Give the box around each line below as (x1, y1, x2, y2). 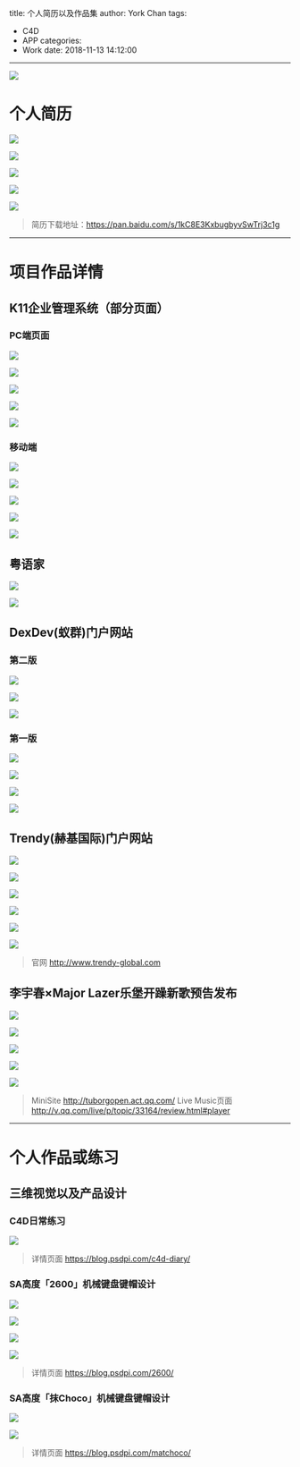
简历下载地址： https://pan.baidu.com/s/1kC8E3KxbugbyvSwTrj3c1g (30, 218, 280, 230)
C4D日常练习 (9, 1215, 66, 1227)
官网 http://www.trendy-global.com (30, 956, 161, 968)
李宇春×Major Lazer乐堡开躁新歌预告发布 (9, 986, 237, 1001)
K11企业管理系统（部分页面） (9, 301, 170, 316)
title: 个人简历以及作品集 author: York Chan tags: (9, 8, 187, 18)
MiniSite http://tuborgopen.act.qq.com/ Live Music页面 (30, 1095, 233, 1106)
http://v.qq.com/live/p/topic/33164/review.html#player (30, 1105, 230, 1115)
